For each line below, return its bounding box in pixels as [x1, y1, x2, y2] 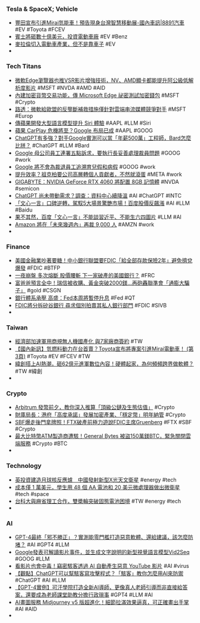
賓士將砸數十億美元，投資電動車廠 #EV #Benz [14, 33, 128, 40]
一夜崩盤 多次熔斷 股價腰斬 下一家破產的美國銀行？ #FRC [14, 271, 155, 279]
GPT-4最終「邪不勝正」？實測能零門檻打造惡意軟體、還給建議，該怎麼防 [14, 534, 193, 541]
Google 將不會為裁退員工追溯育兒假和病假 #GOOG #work [14, 163, 156, 170]
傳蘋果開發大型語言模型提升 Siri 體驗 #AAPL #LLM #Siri [14, 119, 151, 126]
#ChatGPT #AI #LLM [14, 577, 66, 584]
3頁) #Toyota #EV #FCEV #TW [14, 353, 91, 360]
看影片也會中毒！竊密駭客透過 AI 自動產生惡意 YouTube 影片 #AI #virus [14, 562, 189, 570]
